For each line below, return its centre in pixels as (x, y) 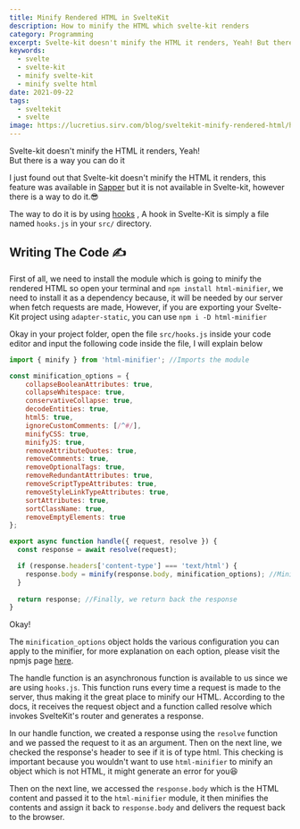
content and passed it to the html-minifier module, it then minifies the (139, 798)
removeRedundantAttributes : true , (89, 476)
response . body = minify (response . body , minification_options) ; (146, 574)
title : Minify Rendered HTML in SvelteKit (89, 17)
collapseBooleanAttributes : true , (89, 384)
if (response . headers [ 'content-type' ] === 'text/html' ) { (128, 566)
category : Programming (51, 34)
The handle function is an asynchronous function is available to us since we (149, 678)
